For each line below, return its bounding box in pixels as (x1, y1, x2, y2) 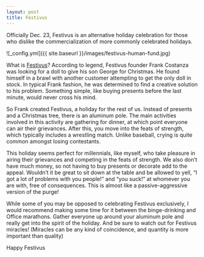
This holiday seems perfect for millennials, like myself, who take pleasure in (6, 149, 196, 157)
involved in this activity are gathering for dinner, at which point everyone (6, 118, 188, 125)
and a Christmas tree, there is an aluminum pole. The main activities (6, 112, 177, 119)
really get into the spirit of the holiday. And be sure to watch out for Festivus (6, 219, 197, 227)
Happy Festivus (6, 244, 46, 251)
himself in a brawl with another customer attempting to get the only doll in (6, 74, 192, 81)
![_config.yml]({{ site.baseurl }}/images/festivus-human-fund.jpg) (6, 49, 171, 57)
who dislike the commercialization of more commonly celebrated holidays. (6, 38, 193, 45)
